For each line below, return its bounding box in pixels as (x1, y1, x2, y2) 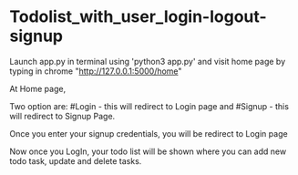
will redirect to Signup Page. (9, 110, 116, 121)
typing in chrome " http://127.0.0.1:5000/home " (9, 66, 182, 77)
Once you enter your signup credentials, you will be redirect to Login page (9, 128, 289, 139)
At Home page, (9, 83, 67, 94)
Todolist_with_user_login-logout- (9, 6, 267, 27)
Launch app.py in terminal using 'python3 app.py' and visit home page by (9, 56, 286, 67)
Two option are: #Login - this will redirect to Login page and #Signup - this (9, 100, 290, 111)
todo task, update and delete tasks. (9, 155, 142, 166)
